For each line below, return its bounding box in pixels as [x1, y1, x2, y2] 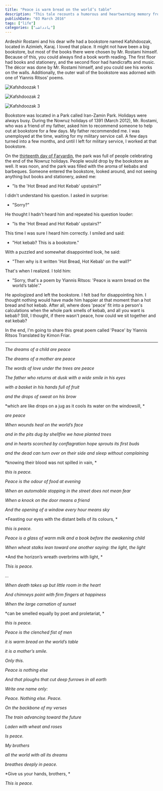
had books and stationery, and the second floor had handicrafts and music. [5, 59, 155, 65]
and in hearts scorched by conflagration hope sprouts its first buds [5, 441, 140, 447]
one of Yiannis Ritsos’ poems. [5, 75, 65, 81]
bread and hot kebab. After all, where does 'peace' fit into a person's [5, 302, 143, 308]
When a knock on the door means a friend [5, 497, 90, 503]
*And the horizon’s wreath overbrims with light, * [5, 554, 103, 560]
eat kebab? [5, 318, 28, 324]
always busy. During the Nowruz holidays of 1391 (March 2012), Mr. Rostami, [5, 118, 158, 124]
